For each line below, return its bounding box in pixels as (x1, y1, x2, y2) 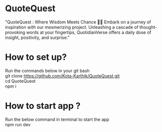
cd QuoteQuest (5, 78, 36, 84)
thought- (139, 24, 157, 30)
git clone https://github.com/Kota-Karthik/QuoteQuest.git (5, 73, 120, 78)
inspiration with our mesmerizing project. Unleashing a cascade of (5, 24, 139, 30)
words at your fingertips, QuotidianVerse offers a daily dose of (26, 29, 152, 35)
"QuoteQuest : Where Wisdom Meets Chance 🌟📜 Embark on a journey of (5, 19, 151, 25)
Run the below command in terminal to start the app (5, 116, 110, 122)
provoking (5, 29, 25, 35)
